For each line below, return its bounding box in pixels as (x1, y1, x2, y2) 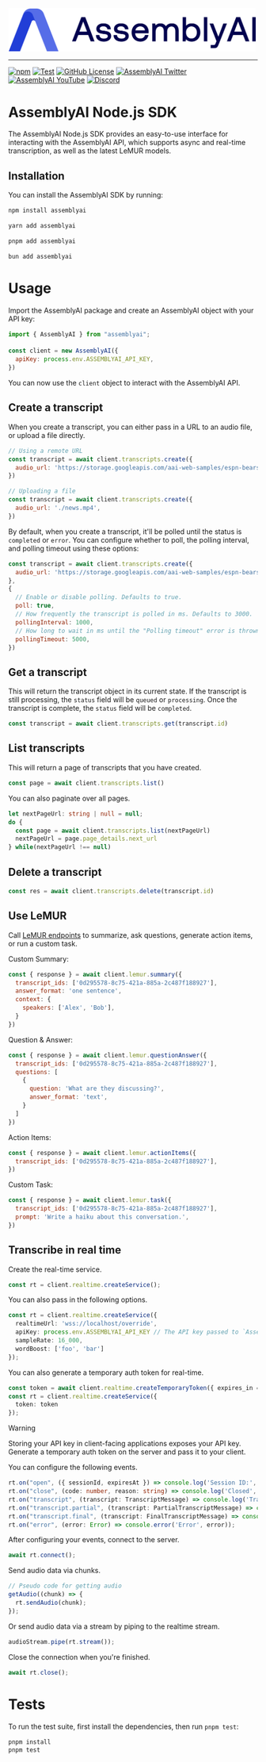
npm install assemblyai (8, 206, 87, 215)
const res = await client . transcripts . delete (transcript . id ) (8, 887, 215, 895)
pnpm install (8, 1737, 51, 1746)
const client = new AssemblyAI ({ (8, 347, 119, 355)
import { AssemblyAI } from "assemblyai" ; (8, 330, 150, 338)
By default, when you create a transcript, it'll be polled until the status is (8, 527, 242, 536)
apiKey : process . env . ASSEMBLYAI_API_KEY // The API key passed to (15, 1328, 239, 1336)
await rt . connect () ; (8, 1551, 77, 1560)
